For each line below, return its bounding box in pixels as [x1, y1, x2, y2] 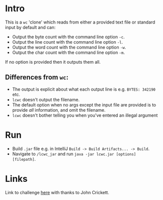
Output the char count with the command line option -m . [12, 50, 125, 55]
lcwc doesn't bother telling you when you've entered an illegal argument [12, 112, 158, 118]
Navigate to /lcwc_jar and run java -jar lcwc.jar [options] [12, 150, 136, 157]
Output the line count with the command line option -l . [12, 39, 123, 45]
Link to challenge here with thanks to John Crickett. [5, 189, 109, 195]
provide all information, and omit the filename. [12, 107, 106, 113]
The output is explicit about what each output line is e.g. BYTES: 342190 [12, 86, 156, 92]
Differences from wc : [5, 73, 69, 81]
